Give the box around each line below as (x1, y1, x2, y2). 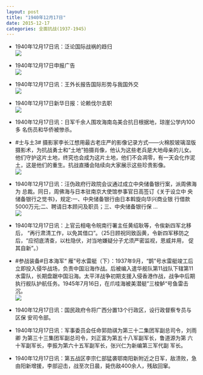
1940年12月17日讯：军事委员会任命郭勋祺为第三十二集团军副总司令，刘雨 (14, 327, 197, 334)
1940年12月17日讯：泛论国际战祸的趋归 (14, 43, 112, 50)
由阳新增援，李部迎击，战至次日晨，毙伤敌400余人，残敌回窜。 (14, 362, 174, 370)
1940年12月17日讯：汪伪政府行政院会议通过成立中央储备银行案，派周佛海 (14, 181, 197, 188)
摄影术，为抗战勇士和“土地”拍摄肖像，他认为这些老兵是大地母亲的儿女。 (14, 146, 195, 154)
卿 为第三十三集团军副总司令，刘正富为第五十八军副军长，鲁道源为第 (14, 335, 186, 342)
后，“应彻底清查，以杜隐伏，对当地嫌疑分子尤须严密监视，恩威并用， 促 (14, 237, 194, 245)
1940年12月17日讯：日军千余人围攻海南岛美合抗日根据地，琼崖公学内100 (14, 118, 195, 126)
